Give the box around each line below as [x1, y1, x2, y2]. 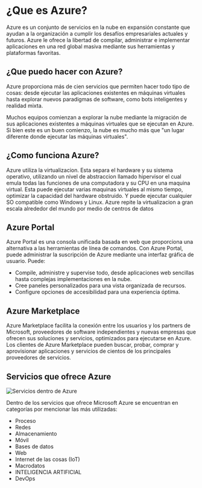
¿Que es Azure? [6, 4, 87, 17]
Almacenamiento [14, 430, 57, 437]
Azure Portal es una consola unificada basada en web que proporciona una [6, 238, 194, 246]
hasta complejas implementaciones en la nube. [14, 276, 132, 283]
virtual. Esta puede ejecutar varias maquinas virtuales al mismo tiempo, [6, 185, 183, 193]
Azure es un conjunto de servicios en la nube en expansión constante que [6, 24, 191, 31]
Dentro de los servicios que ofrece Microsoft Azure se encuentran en [6, 399, 178, 406]
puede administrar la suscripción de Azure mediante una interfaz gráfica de [6, 251, 194, 258]
